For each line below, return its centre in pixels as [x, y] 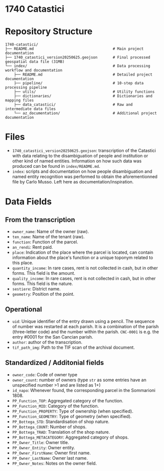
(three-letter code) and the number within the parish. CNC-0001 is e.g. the [85, 332]
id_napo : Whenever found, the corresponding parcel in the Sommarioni [84, 390]
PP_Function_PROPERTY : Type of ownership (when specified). [73, 411]
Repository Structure [49, 32]
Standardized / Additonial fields [55, 363]
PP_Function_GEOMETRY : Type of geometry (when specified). [72, 416]
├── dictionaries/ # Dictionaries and [83, 96]
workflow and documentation [34, 70]
